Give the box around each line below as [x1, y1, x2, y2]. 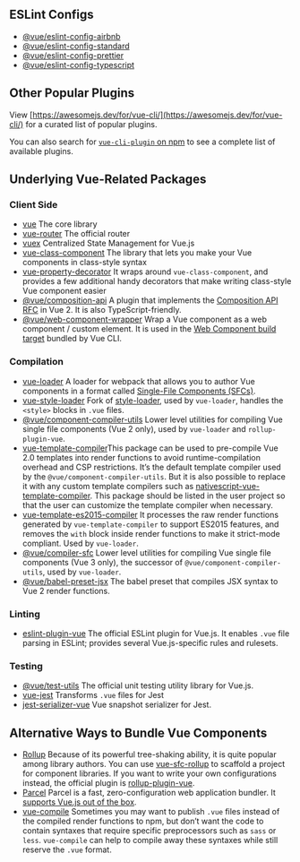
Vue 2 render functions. [21, 585, 110, 596]
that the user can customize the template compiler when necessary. [21, 499, 273, 510]
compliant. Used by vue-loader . [21, 538, 139, 548]
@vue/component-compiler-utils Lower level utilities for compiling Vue [21, 414, 284, 425]
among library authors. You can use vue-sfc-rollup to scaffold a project [21, 759, 286, 770]
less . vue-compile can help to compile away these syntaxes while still [21, 835, 279, 846]
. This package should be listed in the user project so [90, 490, 286, 501]
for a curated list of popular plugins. [25, 118, 158, 129]
